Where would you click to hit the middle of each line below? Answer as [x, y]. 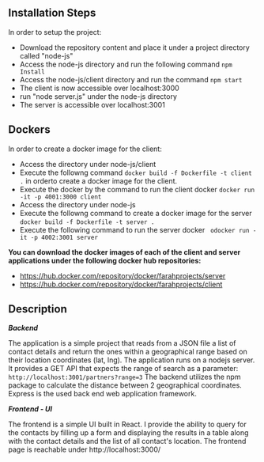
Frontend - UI [30, 409]
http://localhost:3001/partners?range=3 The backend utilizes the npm [124, 377]
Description [38, 309]
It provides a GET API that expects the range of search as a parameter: [123, 369]
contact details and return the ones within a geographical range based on [128, 352]
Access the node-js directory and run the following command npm [126, 64]
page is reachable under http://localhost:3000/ [85, 449]
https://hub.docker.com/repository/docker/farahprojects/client [121, 284]
